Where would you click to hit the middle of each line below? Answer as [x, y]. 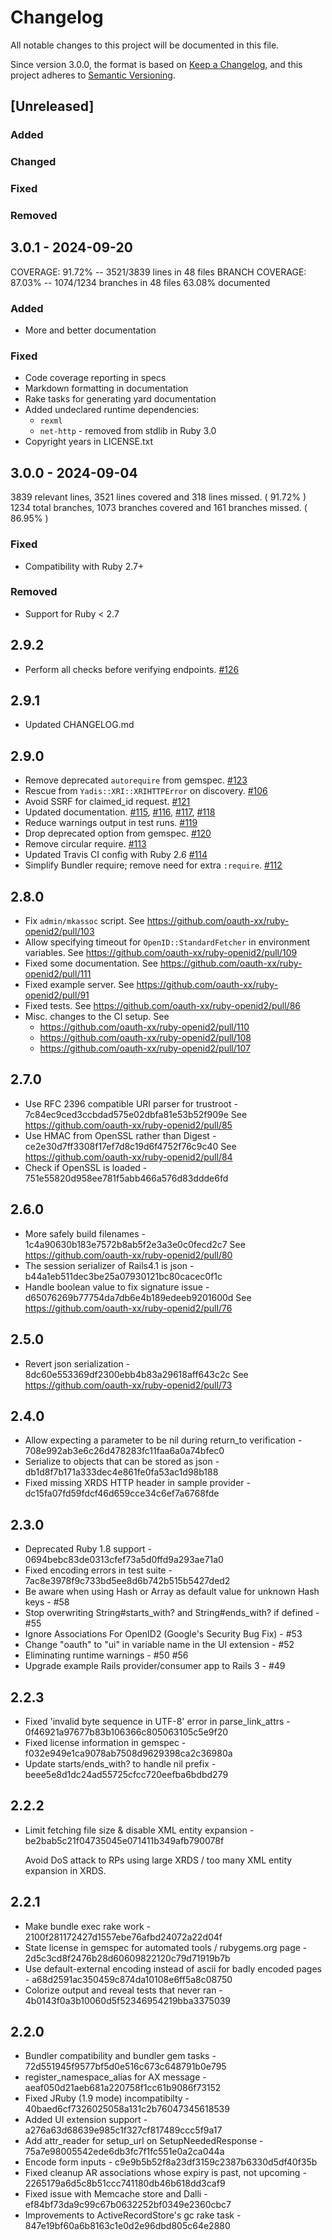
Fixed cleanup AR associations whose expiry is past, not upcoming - [165, 2173]
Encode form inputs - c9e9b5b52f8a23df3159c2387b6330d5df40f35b [171, 2162]
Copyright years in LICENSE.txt [89, 442]
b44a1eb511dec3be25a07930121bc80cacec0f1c [123, 1276]
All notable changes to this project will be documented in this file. [145, 45]
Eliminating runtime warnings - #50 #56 [106, 1655]
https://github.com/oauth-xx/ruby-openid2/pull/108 [145, 1038]
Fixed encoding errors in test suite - [98, 1570]
